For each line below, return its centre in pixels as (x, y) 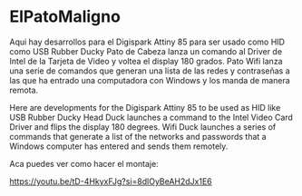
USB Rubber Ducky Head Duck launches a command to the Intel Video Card (151, 117)
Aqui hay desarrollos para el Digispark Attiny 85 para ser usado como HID (147, 42)
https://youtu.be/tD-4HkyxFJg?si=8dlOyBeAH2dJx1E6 (111, 181)
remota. (24, 90)
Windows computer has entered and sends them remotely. (119, 146)
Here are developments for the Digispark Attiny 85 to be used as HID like (145, 107)
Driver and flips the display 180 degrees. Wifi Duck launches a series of (143, 127)
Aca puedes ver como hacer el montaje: (84, 163)
